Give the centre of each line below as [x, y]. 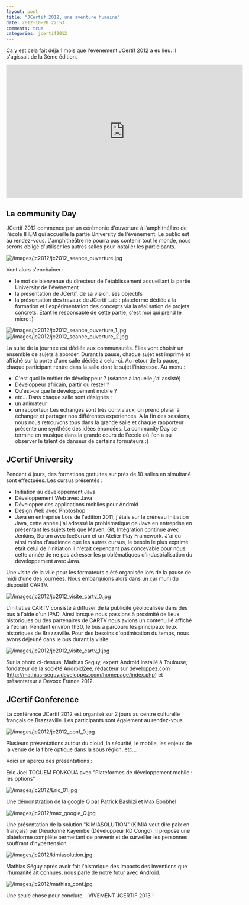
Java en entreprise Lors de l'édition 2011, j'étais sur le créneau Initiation [102, 517]
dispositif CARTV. [28, 585]
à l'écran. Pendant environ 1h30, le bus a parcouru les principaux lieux [92, 626]
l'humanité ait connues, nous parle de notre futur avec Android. [83, 872]
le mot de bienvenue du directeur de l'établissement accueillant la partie [103, 281]
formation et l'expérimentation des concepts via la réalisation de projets [102, 306]
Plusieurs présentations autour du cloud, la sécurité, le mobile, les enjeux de [99, 743]
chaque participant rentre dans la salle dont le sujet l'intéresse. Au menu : [96, 367]
